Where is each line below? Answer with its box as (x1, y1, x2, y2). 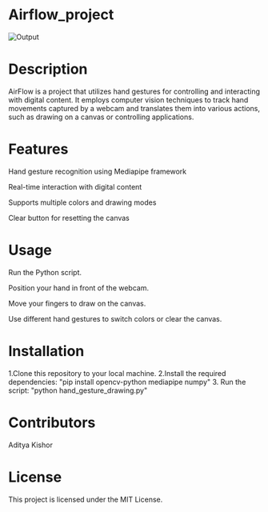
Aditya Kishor (8, 440, 54, 450)
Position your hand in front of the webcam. (8, 282, 150, 293)
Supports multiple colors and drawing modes (8, 198, 157, 207)
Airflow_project (8, 6, 114, 24)
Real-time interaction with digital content (8, 182, 142, 191)
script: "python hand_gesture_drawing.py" (8, 386, 148, 395)
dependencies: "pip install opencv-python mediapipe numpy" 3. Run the (8, 377, 246, 386)
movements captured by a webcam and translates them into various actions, (8, 103, 261, 113)
